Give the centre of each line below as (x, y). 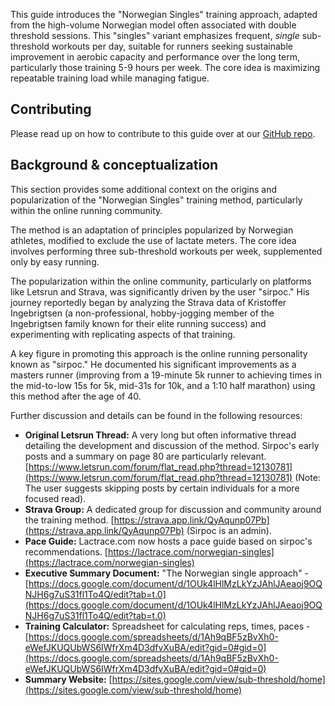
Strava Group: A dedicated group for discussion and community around (173, 509)
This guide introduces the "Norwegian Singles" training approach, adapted (164, 14)
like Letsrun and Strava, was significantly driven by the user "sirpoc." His (160, 291)
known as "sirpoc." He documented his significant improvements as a (153, 364)
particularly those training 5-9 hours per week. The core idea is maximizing (165, 67)
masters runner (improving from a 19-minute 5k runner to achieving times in (166, 375)
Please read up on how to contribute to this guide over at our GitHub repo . (163, 133)
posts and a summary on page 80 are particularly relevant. (145, 456)
